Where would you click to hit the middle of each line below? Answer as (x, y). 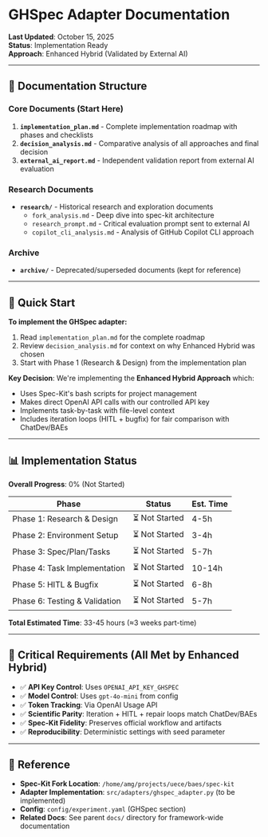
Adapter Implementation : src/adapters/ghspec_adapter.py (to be (127, 792)
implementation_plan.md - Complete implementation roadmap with (128, 126)
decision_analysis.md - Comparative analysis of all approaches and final (139, 143)
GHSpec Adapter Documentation (119, 15)
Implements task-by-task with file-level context (97, 411)
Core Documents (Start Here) (66, 109)
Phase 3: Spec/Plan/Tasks (61, 552)
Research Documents (51, 189)
